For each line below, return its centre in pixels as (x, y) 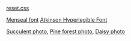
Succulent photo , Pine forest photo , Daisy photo (65, 31)
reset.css (18, 8)
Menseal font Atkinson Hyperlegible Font (57, 20)
